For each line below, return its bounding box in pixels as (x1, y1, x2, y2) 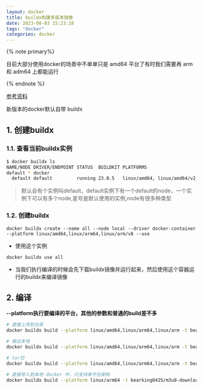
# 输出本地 (6, 338, 30, 345)
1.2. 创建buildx (6, 211, 50, 220)
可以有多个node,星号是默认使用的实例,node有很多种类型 (31, 195, 172, 202)
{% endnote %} (6, 80, 45, 88)
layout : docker (6, 8, 45, 15)
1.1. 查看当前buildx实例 (6, 145, 72, 153)
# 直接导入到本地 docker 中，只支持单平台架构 (6, 371, 110, 378)
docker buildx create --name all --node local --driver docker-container (6, 225, 196, 232)
